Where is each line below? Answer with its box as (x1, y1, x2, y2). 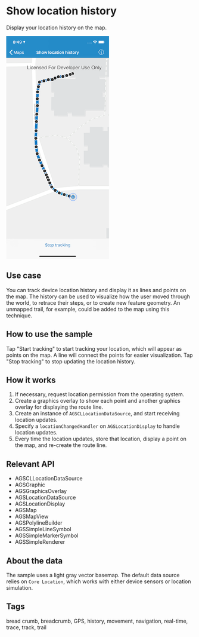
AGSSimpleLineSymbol (14, 526, 71, 533)
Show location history (6, 4, 117, 18)
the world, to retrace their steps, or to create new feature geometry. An (6, 299, 181, 306)
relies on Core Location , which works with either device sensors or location (6, 578, 192, 585)
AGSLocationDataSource (14, 494, 76, 501)
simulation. (6, 584, 33, 591)
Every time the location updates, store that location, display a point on (14, 435, 186, 443)
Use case (6, 271, 42, 281)
